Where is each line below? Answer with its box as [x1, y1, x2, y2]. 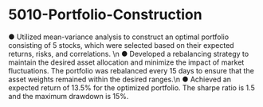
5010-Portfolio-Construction [8, 6, 202, 24]
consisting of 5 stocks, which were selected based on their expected [8, 40, 234, 50]
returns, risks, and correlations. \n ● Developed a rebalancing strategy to [8, 49, 249, 58]
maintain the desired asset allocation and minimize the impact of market [8, 57, 245, 67]
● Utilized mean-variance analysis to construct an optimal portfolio [8, 32, 230, 42]
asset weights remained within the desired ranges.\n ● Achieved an [8, 74, 232, 84]
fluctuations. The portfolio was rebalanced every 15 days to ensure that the [8, 65, 255, 75]
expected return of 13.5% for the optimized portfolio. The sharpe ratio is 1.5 [8, 82, 255, 93]
